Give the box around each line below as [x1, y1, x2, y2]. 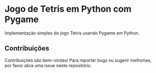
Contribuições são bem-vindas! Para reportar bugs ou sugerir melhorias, [4, 57, 152, 63]
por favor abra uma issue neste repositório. [4, 62, 92, 68]
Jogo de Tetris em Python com [4, 3, 132, 15]
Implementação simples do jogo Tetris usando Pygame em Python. [4, 30, 140, 36]
